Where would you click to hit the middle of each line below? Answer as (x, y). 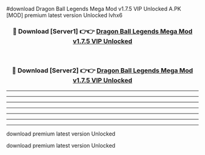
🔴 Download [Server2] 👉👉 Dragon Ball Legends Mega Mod (103, 71)
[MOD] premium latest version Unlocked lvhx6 (65, 15)
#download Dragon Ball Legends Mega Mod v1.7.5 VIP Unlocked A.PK (94, 9)
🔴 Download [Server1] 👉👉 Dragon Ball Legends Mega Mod (103, 31)
